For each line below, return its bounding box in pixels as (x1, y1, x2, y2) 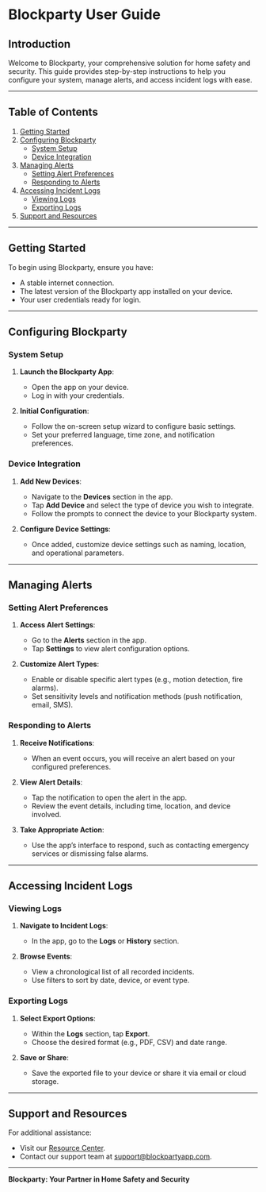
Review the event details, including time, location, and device (31, 800, 231, 811)
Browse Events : (19, 951, 73, 962)
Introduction (8, 37, 71, 51)
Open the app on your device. (31, 383, 129, 392)
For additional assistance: (8, 1128, 92, 1137)
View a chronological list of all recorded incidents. (31, 967, 195, 977)
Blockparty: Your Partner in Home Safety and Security (8, 1175, 190, 1184)
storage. (31, 1076, 59, 1086)
